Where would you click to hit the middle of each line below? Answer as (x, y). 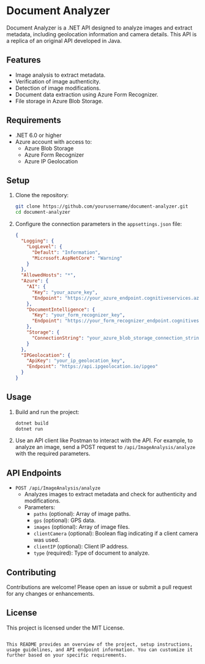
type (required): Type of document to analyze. (91, 553)
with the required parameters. (53, 454)
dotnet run (29, 429)
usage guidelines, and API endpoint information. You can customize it (99, 650)
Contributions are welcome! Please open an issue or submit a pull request (99, 587)
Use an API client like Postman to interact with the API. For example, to (104, 440)
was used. (47, 540)
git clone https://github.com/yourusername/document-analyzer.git (102, 206)
